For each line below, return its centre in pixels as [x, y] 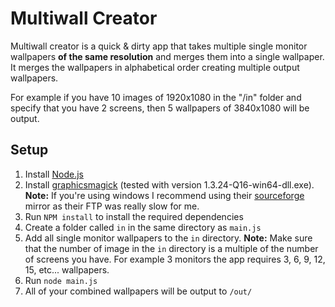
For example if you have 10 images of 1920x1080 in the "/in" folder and [156, 97]
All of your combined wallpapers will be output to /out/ [138, 291]
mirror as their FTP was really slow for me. [112, 206]
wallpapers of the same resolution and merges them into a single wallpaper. [167, 56]
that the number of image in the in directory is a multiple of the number [171, 248]
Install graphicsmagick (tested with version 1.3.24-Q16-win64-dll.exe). [169, 184]
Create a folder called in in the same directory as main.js [143, 227]
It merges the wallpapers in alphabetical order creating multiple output [155, 67]
